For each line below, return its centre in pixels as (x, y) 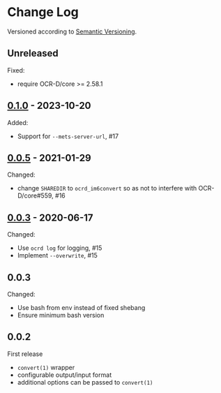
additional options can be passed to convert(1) (85, 382)
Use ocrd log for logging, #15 (60, 248)
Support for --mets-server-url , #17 (68, 136)
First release (25, 354)
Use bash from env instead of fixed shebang (81, 307)
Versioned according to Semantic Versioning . (72, 31)
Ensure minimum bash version (61, 315)
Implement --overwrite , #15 (57, 255)
